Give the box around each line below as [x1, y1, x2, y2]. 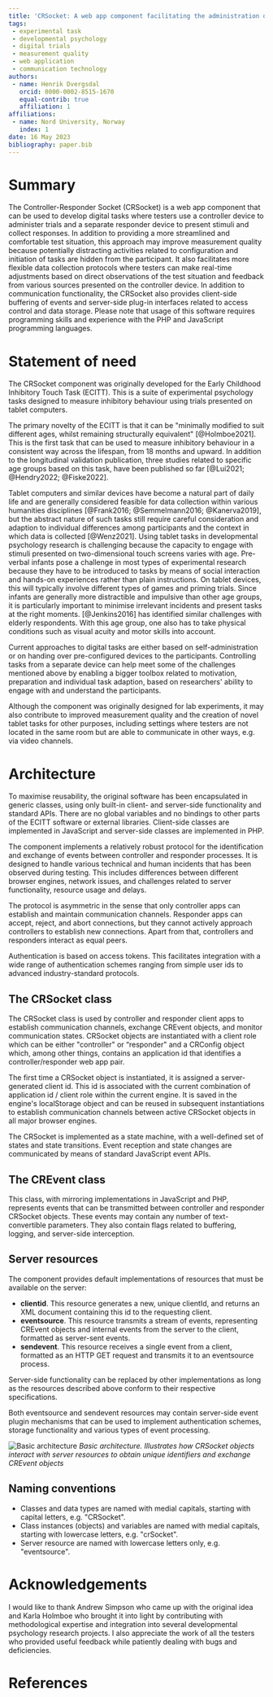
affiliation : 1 [19, 103, 71, 111]
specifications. [8, 1392, 58, 1402]
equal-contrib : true [19, 95, 89, 103]
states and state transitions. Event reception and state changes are [8, 1140, 232, 1150]
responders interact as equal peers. [8, 935, 128, 945]
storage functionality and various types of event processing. [8, 1425, 210, 1435]
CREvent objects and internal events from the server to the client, [19, 1324, 240, 1334]
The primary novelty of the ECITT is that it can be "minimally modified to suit [8, 421, 265, 431]
